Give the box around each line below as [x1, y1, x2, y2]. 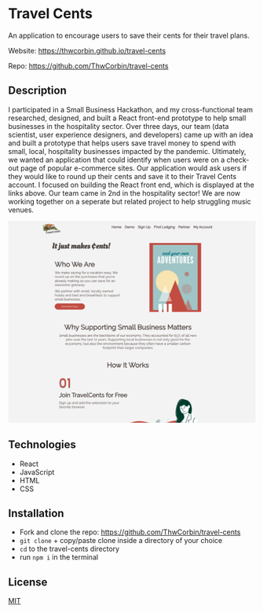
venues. [8, 205, 34, 215]
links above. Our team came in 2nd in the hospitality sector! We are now [8, 188, 241, 197]
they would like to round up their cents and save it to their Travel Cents [8, 171, 237, 181]
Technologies [8, 438, 77, 452]
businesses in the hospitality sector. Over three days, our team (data [8, 121, 229, 130]
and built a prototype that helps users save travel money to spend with [8, 138, 236, 148]
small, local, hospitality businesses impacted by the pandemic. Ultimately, [8, 146, 247, 156]
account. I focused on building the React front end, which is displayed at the [8, 180, 255, 189]
